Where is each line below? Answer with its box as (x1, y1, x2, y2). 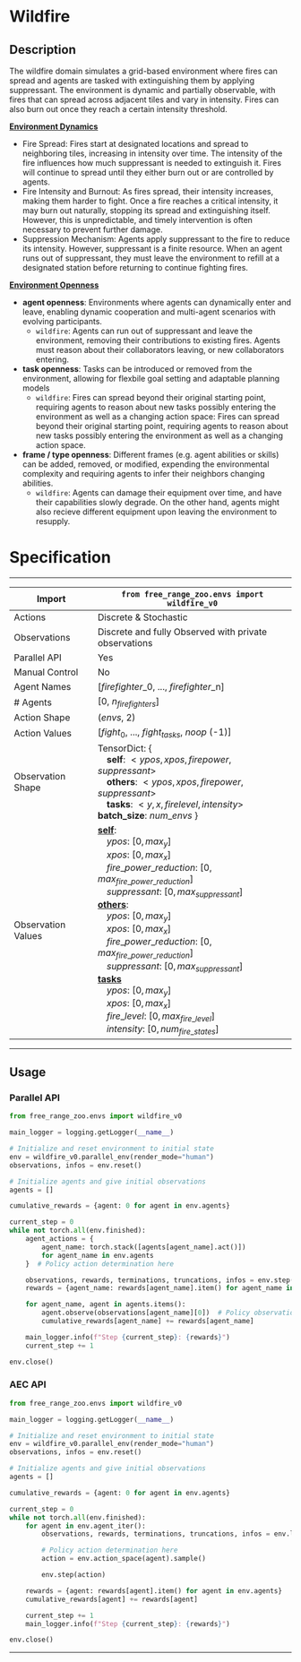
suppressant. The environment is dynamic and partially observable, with (9, 85, 276, 95)
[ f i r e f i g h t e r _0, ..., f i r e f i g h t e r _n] (97, 680, 225, 693)
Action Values (13, 727, 72, 739)
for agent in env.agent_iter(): (25, 1521, 146, 1530)
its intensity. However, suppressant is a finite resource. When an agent (21, 244, 283, 254)
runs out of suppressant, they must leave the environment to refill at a (21, 253, 280, 263)
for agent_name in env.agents (41, 1251, 154, 1260)
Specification (9, 547, 112, 568)
